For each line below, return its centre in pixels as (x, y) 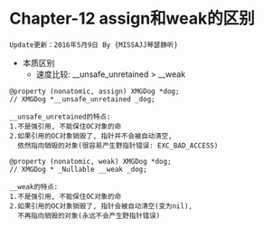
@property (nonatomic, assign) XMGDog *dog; (94, 91)
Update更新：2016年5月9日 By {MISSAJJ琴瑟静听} (94, 45)
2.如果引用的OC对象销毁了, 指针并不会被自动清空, (91, 136)
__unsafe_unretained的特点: (60, 117)
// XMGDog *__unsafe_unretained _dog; (82, 99)
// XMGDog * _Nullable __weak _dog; (78, 169)
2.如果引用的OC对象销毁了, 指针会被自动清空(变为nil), (101, 206)
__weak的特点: (34, 186)
